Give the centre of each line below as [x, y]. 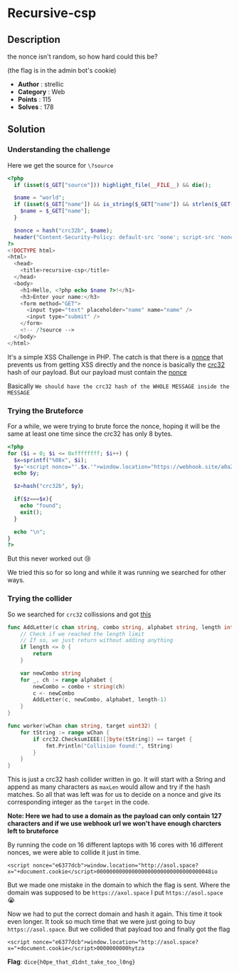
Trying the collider [40, 598]
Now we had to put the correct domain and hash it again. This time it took [115, 914]
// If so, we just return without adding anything [97, 641]
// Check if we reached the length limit [82, 634]
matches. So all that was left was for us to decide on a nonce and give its [115, 795]
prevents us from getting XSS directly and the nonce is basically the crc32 [116, 365]
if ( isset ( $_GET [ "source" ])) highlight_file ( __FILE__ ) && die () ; [113, 185]
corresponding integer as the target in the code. [79, 802]
